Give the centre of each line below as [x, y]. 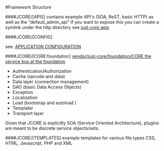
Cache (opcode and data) [39, 76]
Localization [25, 97]
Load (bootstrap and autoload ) [44, 103]
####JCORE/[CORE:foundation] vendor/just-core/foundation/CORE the [78, 56]
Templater [23, 108]
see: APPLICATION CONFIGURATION [43, 46]
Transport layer [28, 113]
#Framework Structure [28, 7]
